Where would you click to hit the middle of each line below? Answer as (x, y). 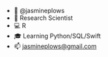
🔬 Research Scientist (43, 18)
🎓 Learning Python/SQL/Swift (57, 36)
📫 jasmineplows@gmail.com (55, 46)
